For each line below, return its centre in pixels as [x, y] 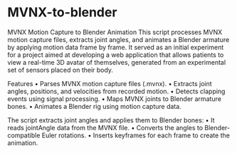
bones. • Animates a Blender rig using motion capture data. [94, 106]
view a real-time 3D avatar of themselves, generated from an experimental [117, 62]
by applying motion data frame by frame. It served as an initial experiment [116, 47]
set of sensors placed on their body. [60, 70]
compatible [24, 135]
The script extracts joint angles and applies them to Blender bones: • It [111, 120]
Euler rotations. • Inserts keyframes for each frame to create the [136, 135]
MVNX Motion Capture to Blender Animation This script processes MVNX [115, 32]
